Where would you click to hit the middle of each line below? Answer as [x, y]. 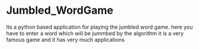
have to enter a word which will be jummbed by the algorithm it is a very [95, 33]
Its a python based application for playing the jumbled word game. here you [99, 27]
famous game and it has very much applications [65, 39]
